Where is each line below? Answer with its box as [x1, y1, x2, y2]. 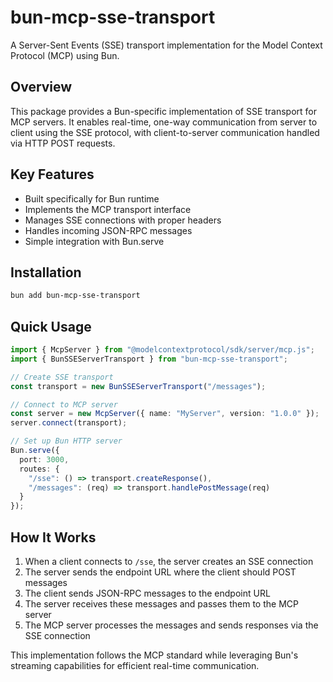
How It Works [10, 529, 97, 546]
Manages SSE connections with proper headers [24, 214, 222, 226]
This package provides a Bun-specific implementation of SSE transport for [10, 105, 318, 117]
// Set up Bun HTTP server [10, 436, 123, 446]
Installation [10, 264, 82, 281]
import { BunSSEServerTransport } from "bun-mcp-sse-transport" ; [10, 354, 288, 364]
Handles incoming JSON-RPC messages [24, 224, 193, 236]
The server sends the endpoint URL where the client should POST [24, 566, 297, 578]
